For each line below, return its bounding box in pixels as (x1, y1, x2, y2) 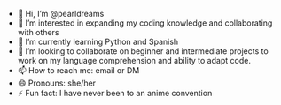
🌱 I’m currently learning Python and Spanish (17, 36, 179, 47)
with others (17, 27, 59, 37)
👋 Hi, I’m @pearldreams (17, 9, 105, 19)
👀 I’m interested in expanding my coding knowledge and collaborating (17, 18, 273, 28)
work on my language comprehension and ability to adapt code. (17, 56, 251, 65)
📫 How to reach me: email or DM (17, 65, 140, 75)
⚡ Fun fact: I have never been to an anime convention (17, 88, 213, 98)
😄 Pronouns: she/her (17, 78, 96, 88)
